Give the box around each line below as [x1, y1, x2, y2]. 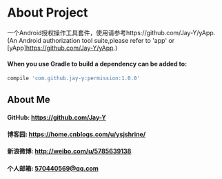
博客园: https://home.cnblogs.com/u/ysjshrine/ [7, 130, 146, 138]
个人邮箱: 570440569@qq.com [7, 164, 99, 172]
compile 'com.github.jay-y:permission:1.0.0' [7, 75, 140, 82]
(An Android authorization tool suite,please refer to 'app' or [7, 36, 174, 44]
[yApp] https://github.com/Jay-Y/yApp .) [7, 44, 118, 52]
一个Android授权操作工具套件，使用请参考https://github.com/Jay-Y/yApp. [7, 28, 216, 37]
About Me [7, 94, 50, 106]
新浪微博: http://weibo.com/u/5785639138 [7, 147, 132, 156]
